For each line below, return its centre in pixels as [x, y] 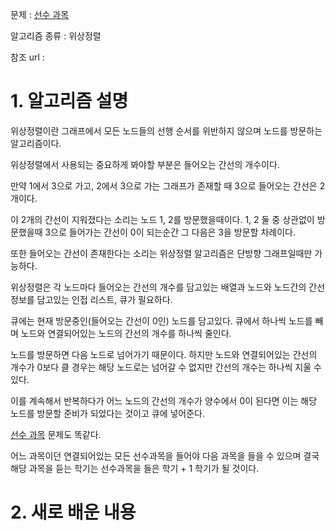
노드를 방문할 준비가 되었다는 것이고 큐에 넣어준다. [108, 413]
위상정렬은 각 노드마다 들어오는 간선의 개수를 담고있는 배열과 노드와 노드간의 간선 [168, 287]
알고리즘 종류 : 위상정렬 [56, 36]
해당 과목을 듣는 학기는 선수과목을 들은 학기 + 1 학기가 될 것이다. [135, 468]
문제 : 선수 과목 [40, 14]
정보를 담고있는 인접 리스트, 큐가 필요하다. [91, 299]
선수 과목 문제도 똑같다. [56, 434]
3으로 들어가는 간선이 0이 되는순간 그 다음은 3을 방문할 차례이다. [170, 232]
